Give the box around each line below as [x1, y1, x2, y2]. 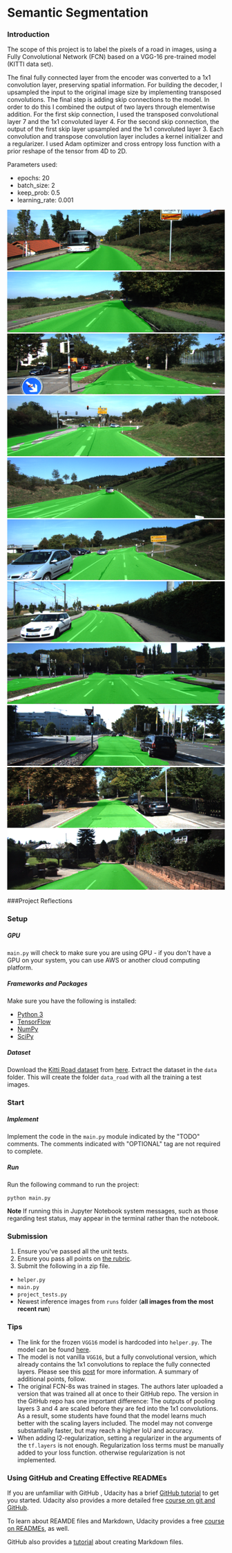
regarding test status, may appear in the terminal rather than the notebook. [7, 1214, 220, 1222]
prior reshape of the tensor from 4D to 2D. [7, 147, 128, 155]
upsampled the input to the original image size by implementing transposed [7, 88, 222, 96]
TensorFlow [17, 1017, 51, 1026]
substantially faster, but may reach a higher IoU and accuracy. [17, 1426, 194, 1434]
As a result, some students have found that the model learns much [17, 1412, 206, 1420]
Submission [7, 1231, 48, 1241]
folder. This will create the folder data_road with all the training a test [7, 1073, 202, 1082]
